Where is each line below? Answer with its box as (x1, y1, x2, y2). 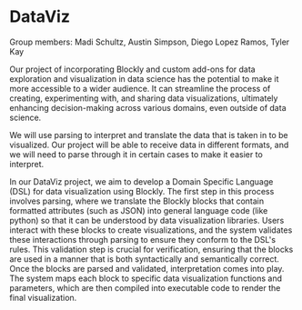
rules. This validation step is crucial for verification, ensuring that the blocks (9, 244, 294, 255)
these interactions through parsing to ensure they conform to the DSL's (9, 234, 276, 245)
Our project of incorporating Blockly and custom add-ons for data (9, 64, 257, 75)
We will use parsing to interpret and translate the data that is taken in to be (9, 129, 288, 140)
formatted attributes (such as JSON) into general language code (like (9, 205, 268, 215)
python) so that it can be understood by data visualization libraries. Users (9, 215, 285, 225)
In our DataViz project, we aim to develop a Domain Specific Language (9, 175, 274, 187)
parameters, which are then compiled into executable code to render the (9, 282, 281, 293)
